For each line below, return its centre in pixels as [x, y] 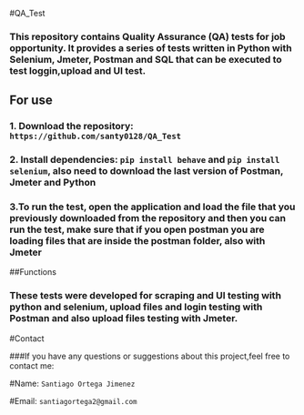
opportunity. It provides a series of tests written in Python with [151, 47]
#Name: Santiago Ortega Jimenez [72, 383]
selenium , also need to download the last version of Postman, [147, 171]
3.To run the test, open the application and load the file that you [152, 207]
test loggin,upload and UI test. [78, 70]
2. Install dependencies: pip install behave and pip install [145, 160]
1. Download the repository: [71, 127]
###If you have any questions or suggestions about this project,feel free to [150, 356]
